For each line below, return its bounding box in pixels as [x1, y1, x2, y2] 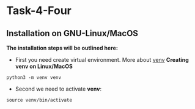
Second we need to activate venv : [15, 85, 102, 92]
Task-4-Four [6, 4, 72, 18]
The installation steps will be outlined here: [6, 44, 118, 51]
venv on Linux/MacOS [15, 62, 73, 70]
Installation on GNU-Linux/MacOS [6, 28, 139, 39]
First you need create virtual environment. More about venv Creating [15, 56, 189, 63]
